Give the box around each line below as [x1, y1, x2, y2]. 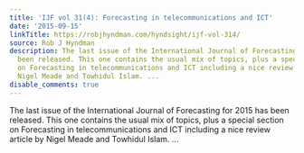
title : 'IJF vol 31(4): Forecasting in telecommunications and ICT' [9, 13, 273, 22]
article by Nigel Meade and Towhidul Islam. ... [9, 133, 179, 144]
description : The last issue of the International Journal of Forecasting [9, 47, 298, 56]
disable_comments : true [9, 80, 100, 89]
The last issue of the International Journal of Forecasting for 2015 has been [9, 104, 290, 115]
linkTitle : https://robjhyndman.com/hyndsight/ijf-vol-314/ [9, 30, 242, 39]
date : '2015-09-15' [9, 22, 83, 31]
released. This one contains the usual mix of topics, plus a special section [9, 114, 285, 125]
